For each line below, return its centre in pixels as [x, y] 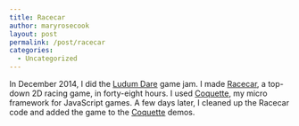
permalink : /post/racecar [57, 42]
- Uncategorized [47, 59]
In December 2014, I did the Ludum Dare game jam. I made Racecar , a [137, 84]
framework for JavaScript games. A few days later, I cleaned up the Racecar [149, 102]
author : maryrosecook [50, 26]
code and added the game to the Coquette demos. [102, 112]
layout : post [33, 34]
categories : [31, 51]
